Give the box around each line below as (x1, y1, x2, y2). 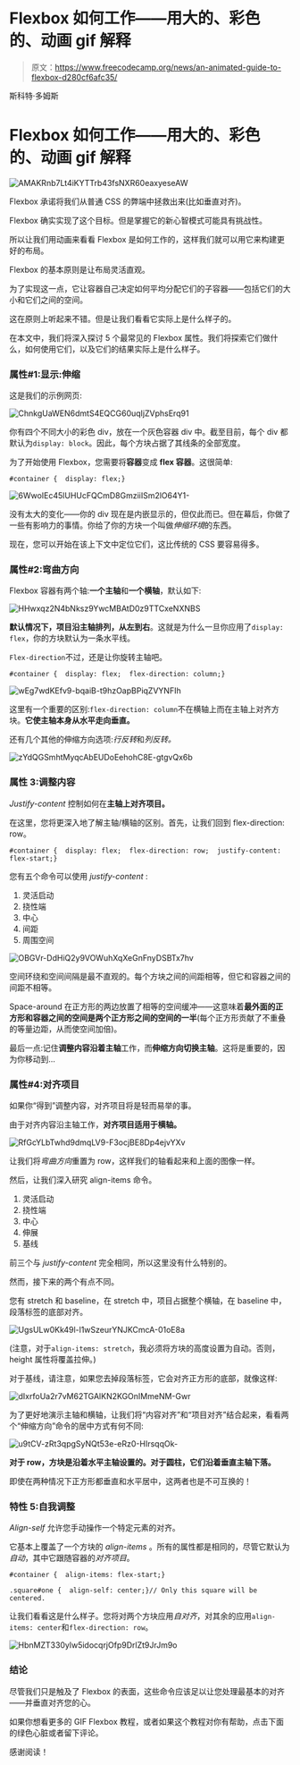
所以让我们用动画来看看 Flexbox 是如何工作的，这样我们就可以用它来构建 (9, 233, 278, 244)
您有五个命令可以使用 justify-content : (9, 870, 149, 881)
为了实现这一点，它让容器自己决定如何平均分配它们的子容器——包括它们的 (9, 283, 283, 293)
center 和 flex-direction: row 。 (37, 1622, 154, 1633)
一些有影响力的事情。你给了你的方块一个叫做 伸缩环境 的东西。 (9, 520, 237, 530)
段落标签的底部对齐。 (9, 1307, 87, 1318)
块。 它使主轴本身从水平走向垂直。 (9, 715, 135, 726)
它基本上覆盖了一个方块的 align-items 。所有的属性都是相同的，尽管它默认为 (9, 1541, 290, 1552)
